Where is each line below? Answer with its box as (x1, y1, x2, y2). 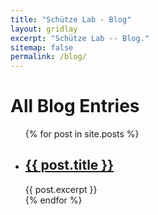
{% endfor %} (24, 194, 83, 206)
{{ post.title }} (24, 157, 115, 174)
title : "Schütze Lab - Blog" (10, 14, 132, 25)
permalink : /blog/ (10, 52, 87, 62)
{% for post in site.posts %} (24, 128, 140, 140)
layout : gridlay (10, 24, 78, 34)
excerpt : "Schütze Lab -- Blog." (10, 33, 150, 43)
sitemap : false (10, 42, 74, 53)
